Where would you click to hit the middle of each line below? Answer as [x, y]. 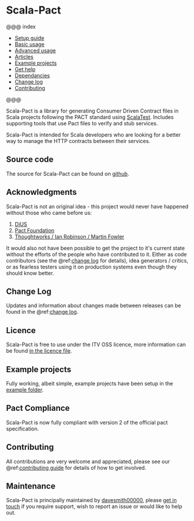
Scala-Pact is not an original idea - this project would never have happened [97, 206]
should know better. [30, 273]
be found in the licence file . [39, 351]
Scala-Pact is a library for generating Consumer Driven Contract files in [93, 111]
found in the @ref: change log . [42, 312]
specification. [23, 429]
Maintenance [31, 486]
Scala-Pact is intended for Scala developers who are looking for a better [93, 135]
